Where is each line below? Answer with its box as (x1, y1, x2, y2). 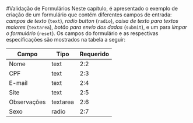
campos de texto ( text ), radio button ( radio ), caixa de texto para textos (6, 18, 179, 24)
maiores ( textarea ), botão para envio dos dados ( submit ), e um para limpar (6, 23, 188, 30)
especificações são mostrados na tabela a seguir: (6, 36, 126, 43)
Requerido (79, 50, 110, 58)
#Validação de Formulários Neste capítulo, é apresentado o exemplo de (6, 5, 178, 12)
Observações (9, 98, 46, 106)
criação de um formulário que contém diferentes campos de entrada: (6, 11, 172, 18)
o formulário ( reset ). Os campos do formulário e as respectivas (6, 30, 159, 37)
